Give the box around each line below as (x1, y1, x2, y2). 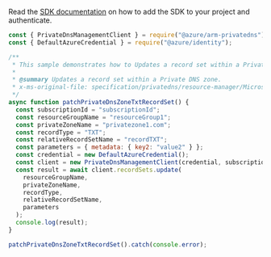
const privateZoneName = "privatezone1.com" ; (15, 120, 172, 128)
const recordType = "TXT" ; (15, 128, 106, 137)
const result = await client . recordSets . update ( (15, 166, 182, 174)
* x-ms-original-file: (11, 83, 89, 91)
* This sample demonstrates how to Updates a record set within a (11, 61, 240, 69)
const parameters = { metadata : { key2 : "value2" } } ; (15, 143, 204, 152)
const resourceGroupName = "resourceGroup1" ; (15, 113, 172, 121)
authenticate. (8, 15, 52, 25)
